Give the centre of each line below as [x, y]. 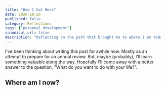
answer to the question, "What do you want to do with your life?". [71, 67]
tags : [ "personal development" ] [38, 28]
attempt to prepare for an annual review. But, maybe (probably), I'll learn [79, 56]
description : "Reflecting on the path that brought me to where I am [78, 38]
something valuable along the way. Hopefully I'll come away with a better [80, 62]
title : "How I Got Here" [31, 10]
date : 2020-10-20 [23, 14]
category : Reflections [28, 23]
